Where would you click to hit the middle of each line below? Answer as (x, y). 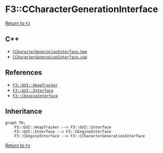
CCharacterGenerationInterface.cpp (50, 57)
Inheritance (24, 111)
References (24, 72)
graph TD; (16, 123)
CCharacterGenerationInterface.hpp (50, 52)
